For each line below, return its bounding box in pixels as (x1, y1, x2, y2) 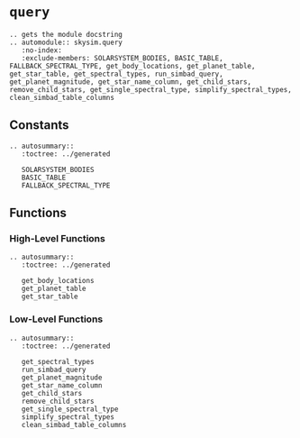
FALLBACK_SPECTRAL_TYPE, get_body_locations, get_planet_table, (9, 61, 256, 70)
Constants (9, 117, 69, 133)
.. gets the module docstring (9, 30, 123, 39)
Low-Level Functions (9, 313, 104, 325)
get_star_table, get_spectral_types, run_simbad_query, (9, 69, 223, 78)
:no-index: (21, 45, 63, 55)
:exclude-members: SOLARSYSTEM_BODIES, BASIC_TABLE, (21, 53, 223, 62)
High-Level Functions (9, 233, 105, 245)
